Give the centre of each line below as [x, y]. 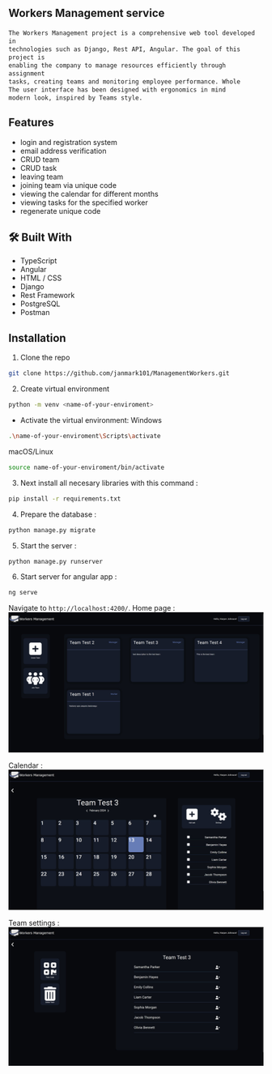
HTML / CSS [41, 278]
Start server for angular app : [68, 577]
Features [31, 123]
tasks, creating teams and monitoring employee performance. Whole [125, 81]
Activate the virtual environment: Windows [91, 420]
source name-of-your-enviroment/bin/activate [86, 467]
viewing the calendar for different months [89, 194]
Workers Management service [87, 13]
